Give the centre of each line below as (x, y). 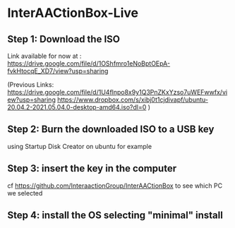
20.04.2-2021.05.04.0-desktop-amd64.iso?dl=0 (77, 107)
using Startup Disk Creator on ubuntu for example (80, 146)
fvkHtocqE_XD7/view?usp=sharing (58, 71)
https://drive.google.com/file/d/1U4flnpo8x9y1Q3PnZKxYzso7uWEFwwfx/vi (117, 92)
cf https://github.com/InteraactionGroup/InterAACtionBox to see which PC (115, 186)
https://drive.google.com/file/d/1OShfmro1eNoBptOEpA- (89, 64)
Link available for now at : (44, 56)
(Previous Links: (31, 85)
